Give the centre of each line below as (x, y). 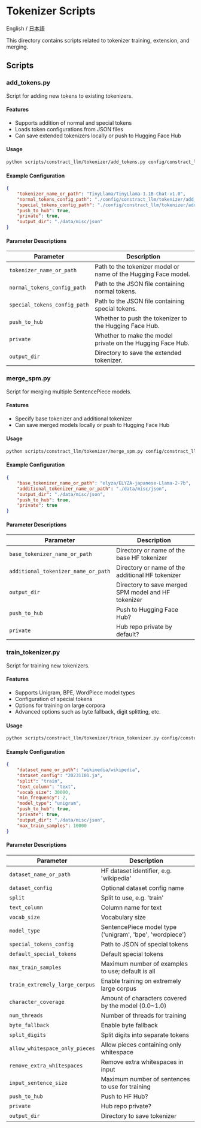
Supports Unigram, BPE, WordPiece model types (75, 692)
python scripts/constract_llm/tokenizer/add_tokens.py (76, 162)
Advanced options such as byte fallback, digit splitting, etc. (88, 711)
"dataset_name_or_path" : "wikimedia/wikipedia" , (79, 770)
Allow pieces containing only (141, 1045)
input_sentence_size (38, 1083)
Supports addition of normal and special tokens (73, 123)
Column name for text (131, 907)
